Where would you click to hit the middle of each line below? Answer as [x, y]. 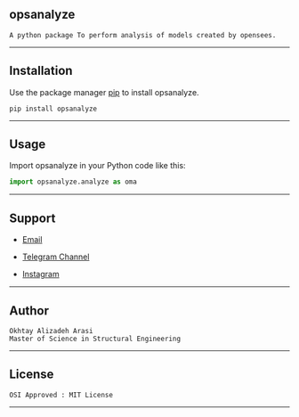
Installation [41, 71]
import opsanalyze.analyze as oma [73, 182]
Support [32, 218]
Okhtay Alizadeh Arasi [51, 331]
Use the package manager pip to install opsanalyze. [104, 92]
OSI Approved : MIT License [61, 395]
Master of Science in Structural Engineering [95, 339]
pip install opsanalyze [53, 109]
